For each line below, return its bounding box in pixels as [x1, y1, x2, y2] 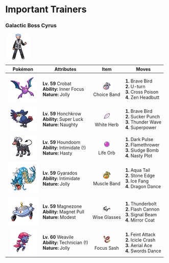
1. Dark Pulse [125, 136, 154, 143]
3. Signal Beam [125, 211, 157, 217]
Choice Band [93, 91, 120, 97]
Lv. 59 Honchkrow [42, 111, 82, 117]
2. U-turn [125, 83, 146, 89]
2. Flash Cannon [125, 206, 160, 212]
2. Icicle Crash [125, 237, 156, 243]
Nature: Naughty [42, 122, 78, 128]
